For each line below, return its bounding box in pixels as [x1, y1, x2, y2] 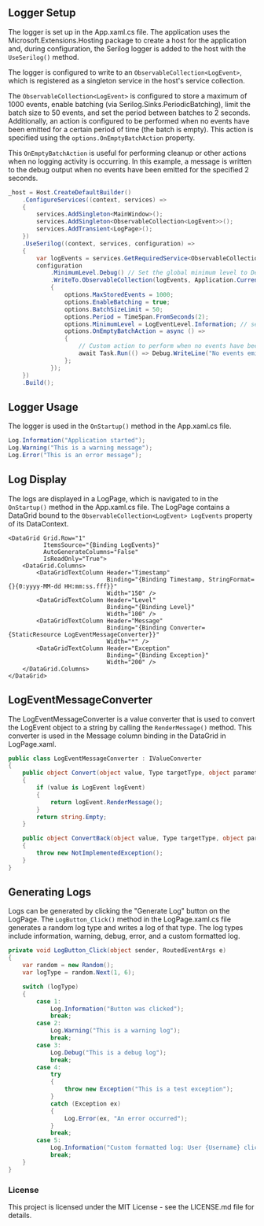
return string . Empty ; [36, 813, 108, 821]
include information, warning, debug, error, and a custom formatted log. [8, 932, 240, 941]
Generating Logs [8, 885, 92, 899]
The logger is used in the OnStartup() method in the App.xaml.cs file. [8, 421, 232, 431]
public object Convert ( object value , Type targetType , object [22, 769, 230, 777]
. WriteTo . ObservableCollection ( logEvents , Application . [49, 276, 237, 284]
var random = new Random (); [22, 962, 114, 969]
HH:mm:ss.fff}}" [64, 582, 118, 590]
